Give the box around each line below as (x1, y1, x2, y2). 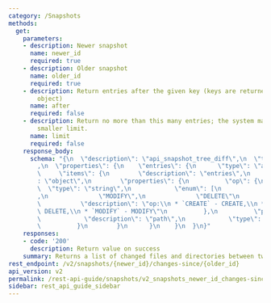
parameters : (23, 34, 63, 43)
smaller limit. (37, 124, 89, 133)
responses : (23, 229, 60, 238)
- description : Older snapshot (23, 65, 128, 73)
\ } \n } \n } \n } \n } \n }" (37, 222, 211, 230)
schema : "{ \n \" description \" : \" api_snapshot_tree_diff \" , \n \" (29, 154, 262, 162)
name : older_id (29, 72, 81, 80)
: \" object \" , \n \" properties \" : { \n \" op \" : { (37, 177, 258, 186)
